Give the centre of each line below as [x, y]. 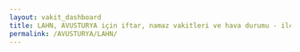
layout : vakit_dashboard [55, 17]
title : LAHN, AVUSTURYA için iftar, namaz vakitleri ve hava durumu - [143, 26]
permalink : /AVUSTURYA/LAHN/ [63, 33]
